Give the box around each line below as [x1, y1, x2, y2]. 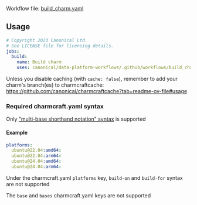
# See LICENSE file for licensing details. [6, 43, 114, 49]
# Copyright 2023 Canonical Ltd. [6, 37, 88, 43]
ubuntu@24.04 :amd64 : [11, 158, 62, 165]
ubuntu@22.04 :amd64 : [11, 148, 62, 153]
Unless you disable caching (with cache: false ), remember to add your [6, 76, 178, 83]
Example [6, 129, 28, 136]
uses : [16, 64, 30, 71]
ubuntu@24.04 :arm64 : [11, 164, 62, 170]
